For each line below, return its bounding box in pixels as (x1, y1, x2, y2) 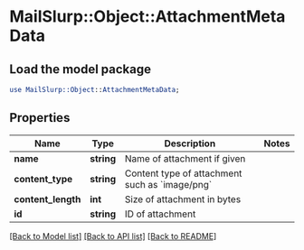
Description (164, 137, 216, 150)
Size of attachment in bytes (125, 192, 242, 205)
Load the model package (9, 61, 152, 77)
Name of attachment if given (125, 152, 246, 164)
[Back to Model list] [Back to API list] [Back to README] (9, 230, 217, 241)
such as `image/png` (125, 178, 213, 190)
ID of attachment (125, 208, 196, 220)
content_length (14, 192, 81, 205)
